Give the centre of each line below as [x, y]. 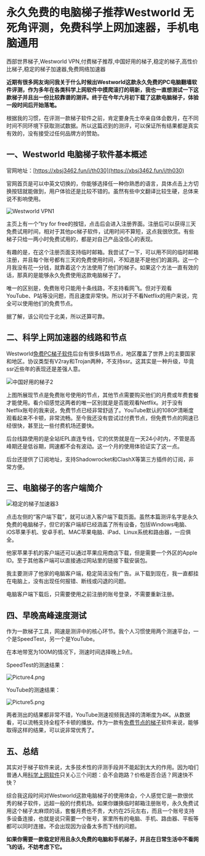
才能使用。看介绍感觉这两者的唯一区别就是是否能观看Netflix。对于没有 [95, 403]
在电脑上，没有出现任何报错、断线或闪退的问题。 [68, 581]
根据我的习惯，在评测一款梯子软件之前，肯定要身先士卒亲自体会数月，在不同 [103, 118]
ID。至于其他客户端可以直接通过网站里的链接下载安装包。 [78, 561]
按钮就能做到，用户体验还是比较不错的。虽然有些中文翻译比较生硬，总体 [102, 191]
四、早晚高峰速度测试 [46, 615]
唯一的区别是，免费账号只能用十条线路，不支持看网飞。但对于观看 [89, 288]
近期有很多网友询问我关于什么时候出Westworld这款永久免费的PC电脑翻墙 [99, 82]
